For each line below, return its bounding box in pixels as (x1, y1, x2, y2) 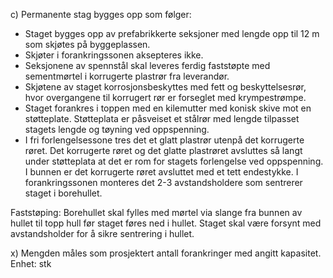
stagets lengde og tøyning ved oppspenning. (24, 124, 210, 135)
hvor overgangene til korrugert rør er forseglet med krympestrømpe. (24, 92, 307, 103)
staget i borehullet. (24, 187, 103, 199)
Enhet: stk (10, 258, 52, 269)
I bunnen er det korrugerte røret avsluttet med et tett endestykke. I (24, 166, 299, 178)
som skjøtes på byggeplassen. (24, 39, 151, 50)
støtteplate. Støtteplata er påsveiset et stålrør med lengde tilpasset (24, 113, 300, 124)
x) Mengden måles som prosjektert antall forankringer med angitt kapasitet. (10, 247, 322, 259)
